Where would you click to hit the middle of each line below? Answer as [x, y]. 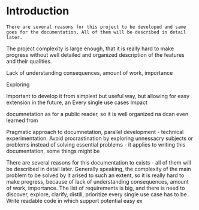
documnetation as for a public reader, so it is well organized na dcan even [97, 114]
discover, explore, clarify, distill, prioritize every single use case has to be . [98, 194]
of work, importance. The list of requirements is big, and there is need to [96, 188]
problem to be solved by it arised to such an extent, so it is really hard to [95, 175]
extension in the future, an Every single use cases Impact [77, 102]
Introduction [38, 11]
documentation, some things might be [53, 151]
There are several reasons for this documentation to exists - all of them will [99, 162]
